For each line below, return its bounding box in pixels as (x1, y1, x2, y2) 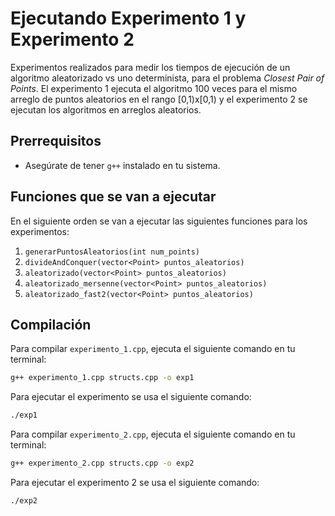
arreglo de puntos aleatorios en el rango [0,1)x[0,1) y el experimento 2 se (10, 93, 308, 105)
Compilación (10, 316, 92, 333)
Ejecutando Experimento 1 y (10, 7, 247, 30)
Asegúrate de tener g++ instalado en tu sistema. (24, 159, 221, 171)
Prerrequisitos (10, 133, 102, 150)
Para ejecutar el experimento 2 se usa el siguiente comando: (10, 477, 260, 488)
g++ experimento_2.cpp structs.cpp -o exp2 (10, 458, 195, 469)
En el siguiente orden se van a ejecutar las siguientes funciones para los (10, 215, 308, 227)
